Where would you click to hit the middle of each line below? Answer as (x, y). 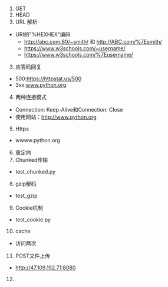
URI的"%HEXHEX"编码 (43, 34)
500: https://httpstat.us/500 (48, 79)
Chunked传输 (31, 160)
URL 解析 (26, 22)
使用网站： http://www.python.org (56, 117)
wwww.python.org (38, 140)
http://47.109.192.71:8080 (45, 268)
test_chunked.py (35, 172)
